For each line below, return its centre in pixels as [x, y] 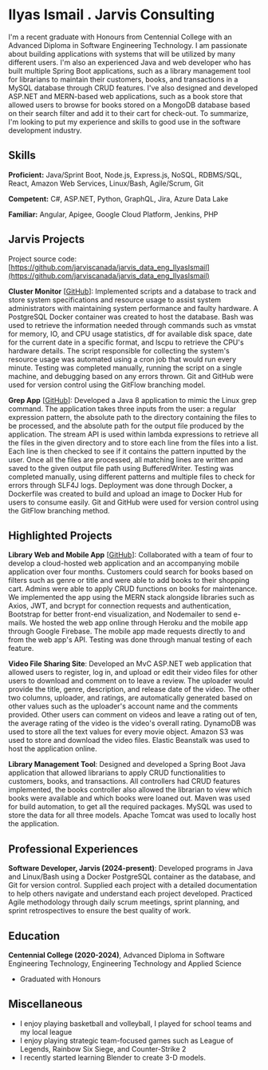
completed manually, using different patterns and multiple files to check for [132, 477]
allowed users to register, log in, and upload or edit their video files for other [133, 673]
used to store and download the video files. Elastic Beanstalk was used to [129, 741]
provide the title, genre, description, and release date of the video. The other [134, 689]
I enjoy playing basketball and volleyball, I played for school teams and [136, 1023]
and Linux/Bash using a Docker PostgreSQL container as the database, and [132, 876]
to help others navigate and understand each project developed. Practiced [130, 894]
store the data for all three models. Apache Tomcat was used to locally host [132, 815]
